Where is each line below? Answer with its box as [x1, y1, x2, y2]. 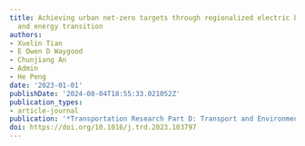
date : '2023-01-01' [9, 81, 84, 90]
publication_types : [9, 97, 84, 107]
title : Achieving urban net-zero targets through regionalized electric [9, 13, 290, 23]
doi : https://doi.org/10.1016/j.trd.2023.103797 [9, 123, 197, 132]
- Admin [9, 64, 39, 73]
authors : [9, 30, 43, 39]
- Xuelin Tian [9, 38, 64, 48]
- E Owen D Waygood [9, 47, 84, 56]
